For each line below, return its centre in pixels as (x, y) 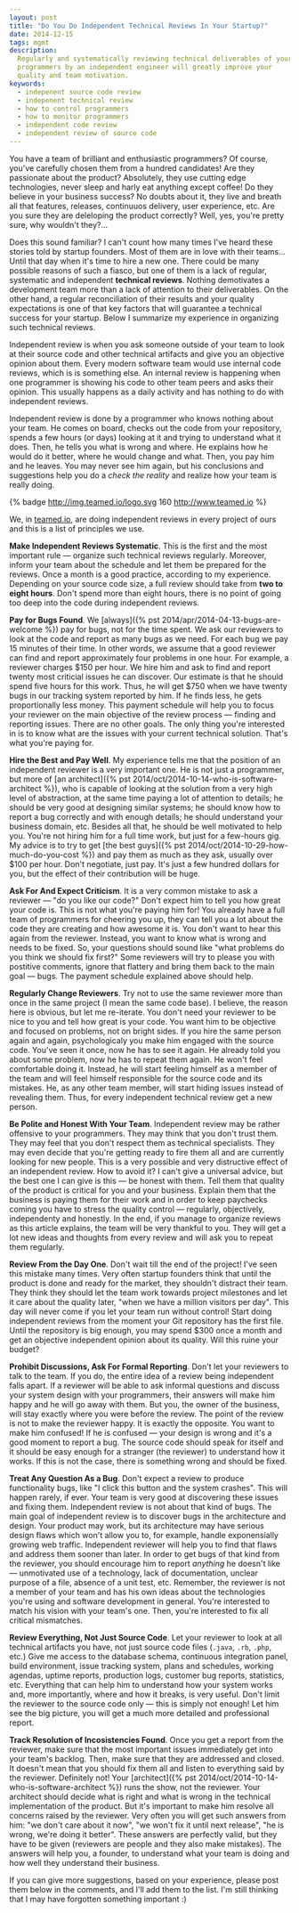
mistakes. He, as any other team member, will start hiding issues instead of (146, 1088)
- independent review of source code (87, 134)
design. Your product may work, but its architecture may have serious (137, 1525)
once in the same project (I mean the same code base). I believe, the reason (149, 1002)
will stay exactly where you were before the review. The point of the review (147, 1414)
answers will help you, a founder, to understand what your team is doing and (149, 1853)
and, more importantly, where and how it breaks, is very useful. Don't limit (145, 1694)
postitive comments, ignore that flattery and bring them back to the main (142, 966)
